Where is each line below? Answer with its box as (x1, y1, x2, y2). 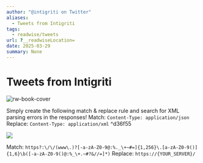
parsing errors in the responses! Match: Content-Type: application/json (6, 114, 190, 121)
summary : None (6, 49, 43, 55)
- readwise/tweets (12, 32, 59, 38)
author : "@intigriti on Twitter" (6, 9, 92, 15)
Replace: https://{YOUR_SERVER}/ (111, 150, 196, 157)
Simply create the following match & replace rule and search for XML (6, 107, 180, 114)
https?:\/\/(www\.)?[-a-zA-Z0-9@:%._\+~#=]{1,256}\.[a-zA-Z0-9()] (25, 144, 198, 150)
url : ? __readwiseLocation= (6, 37, 75, 43)
